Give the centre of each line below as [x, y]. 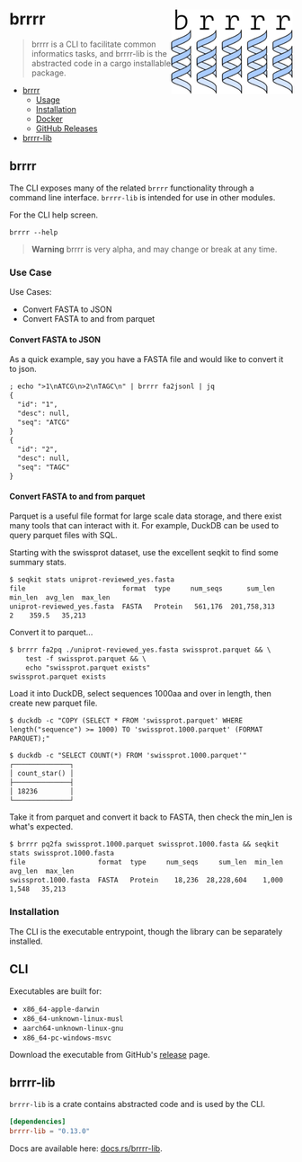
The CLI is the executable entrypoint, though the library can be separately [146, 931]
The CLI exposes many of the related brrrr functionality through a [132, 188]
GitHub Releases [67, 128]
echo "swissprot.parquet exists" [88, 668]
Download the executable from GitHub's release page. [110, 1054]
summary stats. [38, 563]
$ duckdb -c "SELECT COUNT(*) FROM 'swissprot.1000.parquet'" [128, 756]
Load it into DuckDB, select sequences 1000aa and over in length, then [141, 694]
